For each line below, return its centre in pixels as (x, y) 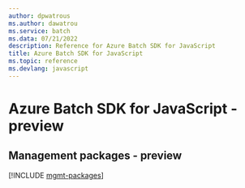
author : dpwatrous (39, 16)
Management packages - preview (95, 156)
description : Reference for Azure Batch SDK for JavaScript (112, 46)
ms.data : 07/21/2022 (43, 38)
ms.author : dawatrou (43, 23)
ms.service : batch (39, 31)
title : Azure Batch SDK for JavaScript (76, 53)
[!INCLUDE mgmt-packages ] (56, 175)
